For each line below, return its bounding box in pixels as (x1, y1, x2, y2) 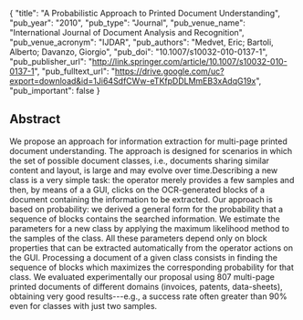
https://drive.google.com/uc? (114, 66, 225, 77)
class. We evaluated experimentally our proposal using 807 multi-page (9, 271, 276, 282)
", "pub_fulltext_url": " (34, 66, 116, 77)
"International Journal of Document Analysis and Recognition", (9, 27, 245, 37)
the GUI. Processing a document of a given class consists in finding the (9, 252, 278, 263)
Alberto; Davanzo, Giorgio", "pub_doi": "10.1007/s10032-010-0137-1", (9, 46, 268, 57)
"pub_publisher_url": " (9, 57, 93, 67)
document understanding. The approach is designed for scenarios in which (9, 145, 293, 156)
